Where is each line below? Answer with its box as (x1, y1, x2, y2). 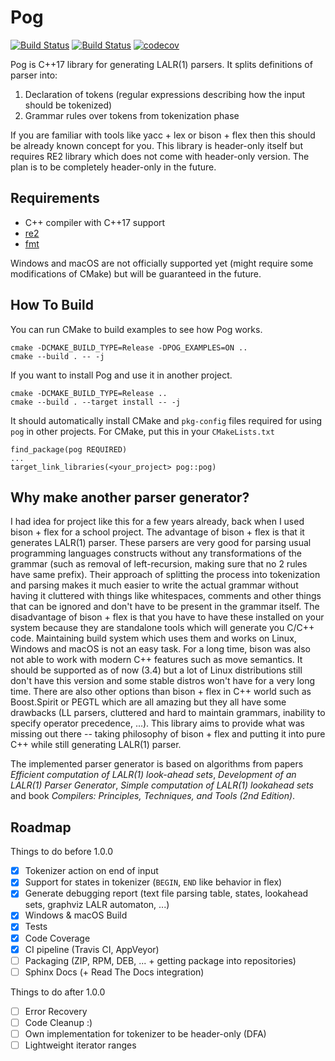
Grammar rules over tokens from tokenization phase (24, 109, 240, 121)
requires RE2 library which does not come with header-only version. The (10, 150, 310, 162)
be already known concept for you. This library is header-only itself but (10, 139, 303, 151)
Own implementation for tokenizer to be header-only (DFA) (24, 1027, 267, 1040)
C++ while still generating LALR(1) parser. (10, 739, 182, 751)
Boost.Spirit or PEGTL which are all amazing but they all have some (10, 696, 287, 708)
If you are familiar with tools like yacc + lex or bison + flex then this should (10, 129, 316, 141)
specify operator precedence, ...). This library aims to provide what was (10, 717, 305, 730)
